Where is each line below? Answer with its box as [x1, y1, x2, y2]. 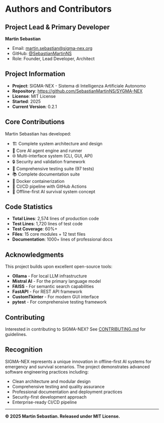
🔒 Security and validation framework [12, 158, 85, 164]
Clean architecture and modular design [12, 378, 91, 384]
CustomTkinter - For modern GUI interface [12, 294, 99, 300]
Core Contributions [5, 118, 65, 126]
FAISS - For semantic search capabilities [12, 284, 94, 289]
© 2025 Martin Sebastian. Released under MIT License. [5, 413, 121, 419]
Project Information [5, 70, 65, 78]
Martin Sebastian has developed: [5, 131, 72, 136]
